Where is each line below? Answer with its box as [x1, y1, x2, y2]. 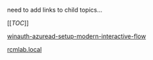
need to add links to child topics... [7, 6, 103, 14]
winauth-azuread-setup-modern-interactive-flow [7, 32, 146, 40]
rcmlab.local [7, 46, 43, 53]
